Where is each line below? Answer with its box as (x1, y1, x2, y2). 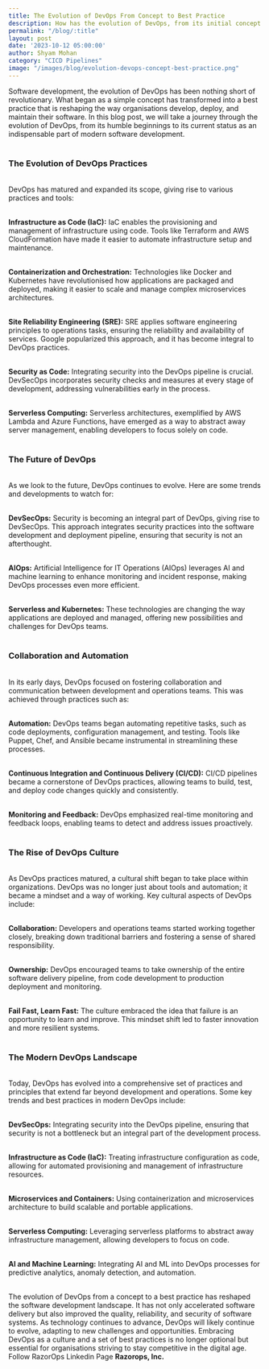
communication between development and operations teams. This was (8, 685, 244, 695)
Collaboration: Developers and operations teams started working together (8, 923, 255, 933)
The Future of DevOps (8, 453, 97, 465)
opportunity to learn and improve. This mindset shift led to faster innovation (8, 1014, 259, 1024)
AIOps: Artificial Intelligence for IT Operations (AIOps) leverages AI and (8, 563, 245, 573)
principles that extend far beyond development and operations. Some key (8, 1087, 252, 1097)
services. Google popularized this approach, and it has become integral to (8, 334, 255, 344)
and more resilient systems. (8, 1023, 101, 1032)
